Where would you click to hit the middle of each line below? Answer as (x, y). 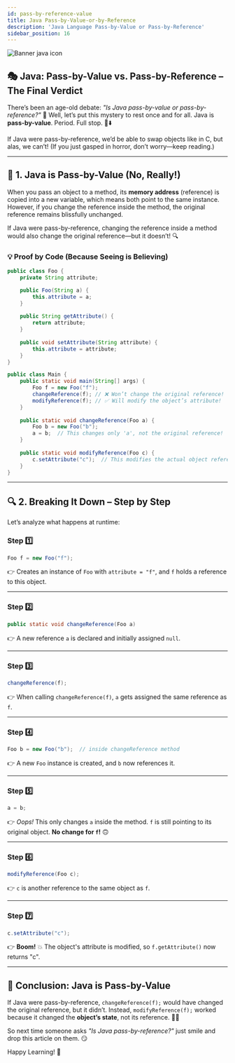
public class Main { (37, 375)
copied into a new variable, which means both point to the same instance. (113, 199)
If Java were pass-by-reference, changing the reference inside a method (112, 228)
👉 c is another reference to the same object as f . (79, 888)
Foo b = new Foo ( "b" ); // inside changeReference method (93, 750)
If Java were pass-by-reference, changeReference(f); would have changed (115, 1003)
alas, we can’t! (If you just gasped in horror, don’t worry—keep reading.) (111, 147)
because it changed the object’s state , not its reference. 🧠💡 (93, 1017)
